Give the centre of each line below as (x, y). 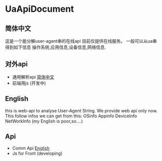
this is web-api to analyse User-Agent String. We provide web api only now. (81, 110)
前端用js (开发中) (29, 83)
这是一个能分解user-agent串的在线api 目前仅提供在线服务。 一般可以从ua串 (81, 41)
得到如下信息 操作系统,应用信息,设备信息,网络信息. (56, 47)
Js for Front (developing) (37, 154)
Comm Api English (31, 148)
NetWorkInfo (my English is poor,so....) (44, 121)
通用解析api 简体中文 (33, 77)
